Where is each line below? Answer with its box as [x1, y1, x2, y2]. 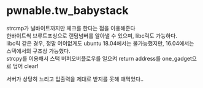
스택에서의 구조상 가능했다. [6, 47, 71, 55]
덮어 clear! [12, 62, 39, 70]
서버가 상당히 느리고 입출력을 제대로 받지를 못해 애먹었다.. [6, 75, 144, 83]
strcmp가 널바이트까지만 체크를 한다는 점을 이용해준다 [6, 24, 136, 32]
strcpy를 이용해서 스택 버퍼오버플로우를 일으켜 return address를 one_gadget [6, 55, 192, 62]
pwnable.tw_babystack [6, 4, 129, 18]
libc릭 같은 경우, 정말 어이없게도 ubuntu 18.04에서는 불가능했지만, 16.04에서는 [6, 39, 194, 47]
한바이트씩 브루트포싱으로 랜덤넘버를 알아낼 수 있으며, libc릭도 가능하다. [6, 32, 178, 39]
